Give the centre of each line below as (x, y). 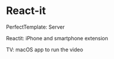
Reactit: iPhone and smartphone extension (57, 38)
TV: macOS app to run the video (45, 49)
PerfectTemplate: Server (35, 27)
